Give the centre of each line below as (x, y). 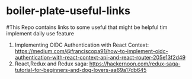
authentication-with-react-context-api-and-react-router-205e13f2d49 (100, 57)
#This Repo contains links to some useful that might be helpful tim (87, 27)
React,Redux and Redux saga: (51, 64)
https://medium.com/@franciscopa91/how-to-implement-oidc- (91, 51)
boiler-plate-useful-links (68, 11)
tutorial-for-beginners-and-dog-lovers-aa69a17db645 (81, 70)
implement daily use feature (40, 33)
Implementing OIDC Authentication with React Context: (82, 45)
